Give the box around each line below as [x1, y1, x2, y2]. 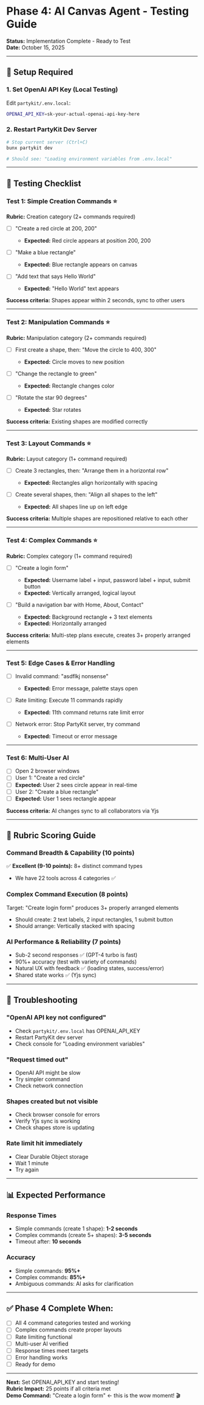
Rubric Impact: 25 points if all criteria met [6, 1385, 111, 1392]
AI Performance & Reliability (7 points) [6, 937, 121, 946]
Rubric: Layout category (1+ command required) [6, 455, 127, 463]
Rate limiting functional [15, 1333, 73, 1341]
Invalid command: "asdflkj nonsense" [15, 672, 109, 679]
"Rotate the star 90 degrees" [15, 394, 87, 401]
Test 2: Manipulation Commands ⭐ [6, 318, 110, 327]
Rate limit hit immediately [6, 1139, 83, 1148]
